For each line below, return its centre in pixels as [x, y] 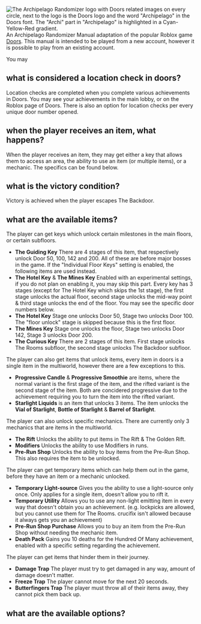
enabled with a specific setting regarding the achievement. [87, 546]
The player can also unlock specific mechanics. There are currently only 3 [98, 421]
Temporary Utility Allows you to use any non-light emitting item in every [104, 501]
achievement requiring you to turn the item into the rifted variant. [95, 397]
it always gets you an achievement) [58, 520]
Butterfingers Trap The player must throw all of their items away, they [102, 588]
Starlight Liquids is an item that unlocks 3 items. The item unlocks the [102, 403]
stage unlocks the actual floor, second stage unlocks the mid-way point [103, 297]
